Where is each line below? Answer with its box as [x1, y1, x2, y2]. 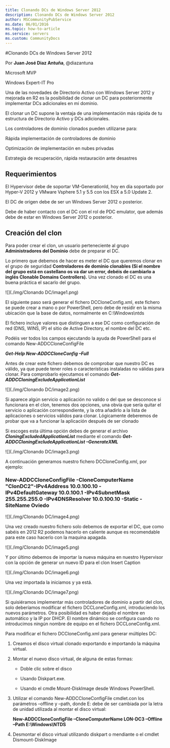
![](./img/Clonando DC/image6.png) [5, 569, 80, 575]
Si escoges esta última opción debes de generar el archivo [5, 428, 128, 434]
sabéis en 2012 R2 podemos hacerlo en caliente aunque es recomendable [5, 529, 160, 535]
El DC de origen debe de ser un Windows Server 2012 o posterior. [5, 198, 143, 204]
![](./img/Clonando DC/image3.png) [5, 448, 80, 454]
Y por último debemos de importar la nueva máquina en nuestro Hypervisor [5, 554, 163, 560]
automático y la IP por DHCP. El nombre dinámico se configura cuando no [5, 615, 160, 621]
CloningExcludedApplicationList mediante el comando [5, 433, 122, 439]
